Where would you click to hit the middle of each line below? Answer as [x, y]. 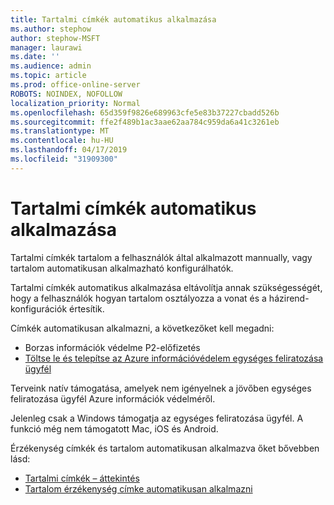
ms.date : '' [35, 57]
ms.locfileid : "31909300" [64, 159]
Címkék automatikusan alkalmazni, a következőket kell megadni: [142, 328]
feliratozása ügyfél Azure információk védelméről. [113, 398]
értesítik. [87, 308]
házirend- [289, 298]
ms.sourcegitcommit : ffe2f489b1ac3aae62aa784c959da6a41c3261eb [145, 122]
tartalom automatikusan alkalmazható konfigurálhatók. [122, 268]
